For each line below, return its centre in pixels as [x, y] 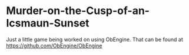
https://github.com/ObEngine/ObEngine [54, 46]
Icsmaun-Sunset [48, 23]
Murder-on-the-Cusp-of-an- [78, 11]
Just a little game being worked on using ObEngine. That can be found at [95, 39]
